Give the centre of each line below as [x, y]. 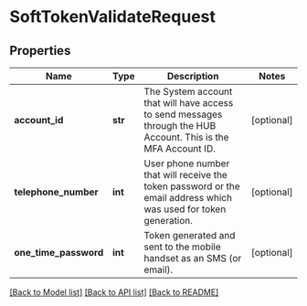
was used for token [185, 209]
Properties [40, 51]
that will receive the [186, 175]
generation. [169, 221]
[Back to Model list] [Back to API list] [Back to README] [114, 292]
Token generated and [190, 235]
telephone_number [56, 192]
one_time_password [59, 253]
